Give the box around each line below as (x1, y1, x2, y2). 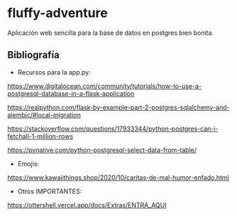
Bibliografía (7, 49, 60, 61)
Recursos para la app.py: (17, 67, 91, 76)
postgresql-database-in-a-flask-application (7, 89, 135, 97)
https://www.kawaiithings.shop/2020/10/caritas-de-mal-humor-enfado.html (7, 173, 229, 182)
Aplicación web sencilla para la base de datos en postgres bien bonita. (7, 28, 214, 37)
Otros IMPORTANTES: (17, 187, 82, 195)
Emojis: (17, 159, 40, 168)
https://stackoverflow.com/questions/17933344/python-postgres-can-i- (7, 124, 219, 133)
